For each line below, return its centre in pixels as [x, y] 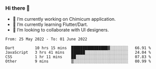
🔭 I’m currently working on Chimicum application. [64, 19]
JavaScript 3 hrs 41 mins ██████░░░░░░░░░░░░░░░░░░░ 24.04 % [78, 53]
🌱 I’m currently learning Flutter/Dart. [50, 24]
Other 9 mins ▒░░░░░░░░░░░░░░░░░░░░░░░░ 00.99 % [78, 61]
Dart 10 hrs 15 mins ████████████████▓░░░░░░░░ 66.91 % [78, 48]
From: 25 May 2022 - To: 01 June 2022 [46, 39]
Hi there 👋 [18, 8]
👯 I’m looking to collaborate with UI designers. [61, 30]
